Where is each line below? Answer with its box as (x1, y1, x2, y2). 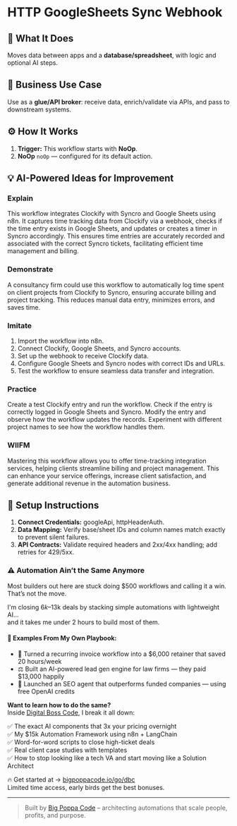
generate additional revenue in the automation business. (7, 479, 171, 487)
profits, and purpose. (24, 810, 86, 819)
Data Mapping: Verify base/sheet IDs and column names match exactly (17, 526, 226, 534)
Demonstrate (7, 265, 54, 274)
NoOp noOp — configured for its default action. (17, 152, 153, 160)
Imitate (7, 320, 32, 330)
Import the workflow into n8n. (17, 336, 104, 345)
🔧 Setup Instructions (7, 499, 99, 511)
